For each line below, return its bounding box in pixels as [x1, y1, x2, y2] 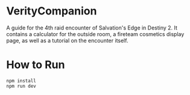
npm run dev [6, 83, 36, 89]
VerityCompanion [6, 4, 97, 18]
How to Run [6, 58, 65, 72]
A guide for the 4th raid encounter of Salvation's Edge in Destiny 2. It [6, 24, 178, 31]
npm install [6, 78, 36, 84]
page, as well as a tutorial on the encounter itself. [6, 37, 128, 44]
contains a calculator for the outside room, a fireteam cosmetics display [6, 30, 185, 37]
